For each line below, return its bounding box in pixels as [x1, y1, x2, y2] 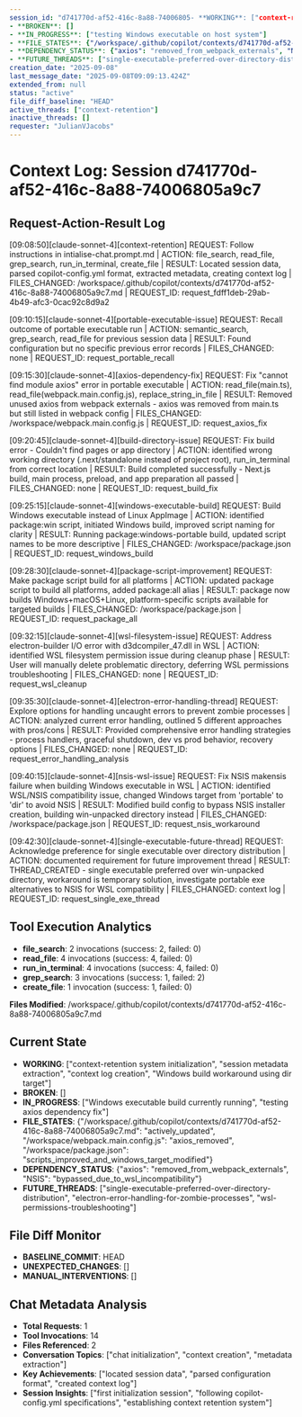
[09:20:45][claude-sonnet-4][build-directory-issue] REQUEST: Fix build [9, 435, 275, 445]
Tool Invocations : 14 [22, 1331, 99, 1341]
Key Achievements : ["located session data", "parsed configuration [22, 1368, 271, 1379]
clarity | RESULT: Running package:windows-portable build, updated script [9, 529, 287, 540]
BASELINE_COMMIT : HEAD [22, 1251, 126, 1262]
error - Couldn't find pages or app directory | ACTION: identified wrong [9, 444, 272, 455]
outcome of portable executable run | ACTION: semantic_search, [9, 324, 249, 334]
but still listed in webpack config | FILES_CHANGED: [9, 408, 202, 418]
